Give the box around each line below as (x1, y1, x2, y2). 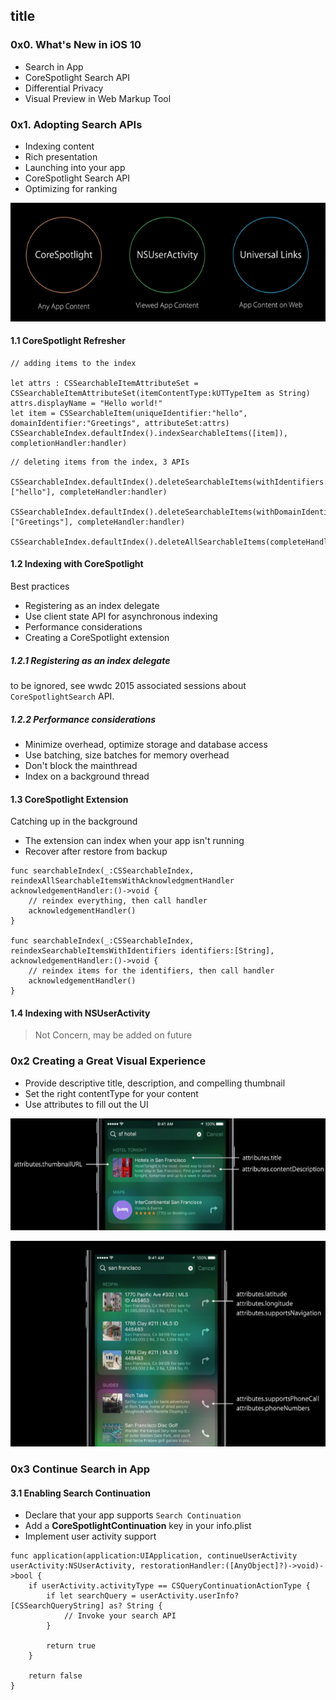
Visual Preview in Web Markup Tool (24, 92, 172, 104)
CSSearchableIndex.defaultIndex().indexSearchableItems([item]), (10, 428, 288, 438)
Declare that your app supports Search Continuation (24, 1509, 242, 1521)
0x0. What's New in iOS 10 (10, 38, 142, 52)
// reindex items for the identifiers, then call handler (28, 966, 275, 976)
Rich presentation (24, 150, 98, 163)
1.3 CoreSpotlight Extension (10, 793, 129, 805)
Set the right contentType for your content (24, 1087, 199, 1099)
